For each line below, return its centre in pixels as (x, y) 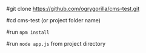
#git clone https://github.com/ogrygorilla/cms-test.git (73, 9)
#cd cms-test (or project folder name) (54, 20)
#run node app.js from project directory (56, 44)
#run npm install (28, 32)
